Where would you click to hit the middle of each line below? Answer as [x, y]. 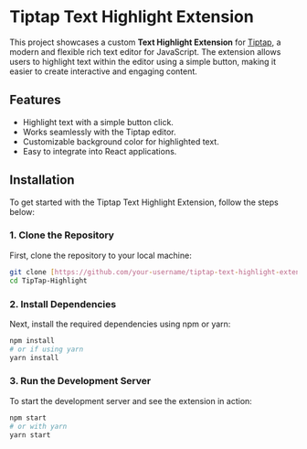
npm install [32, 340]
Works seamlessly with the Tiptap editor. [99, 132]
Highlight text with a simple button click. [98, 122]
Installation [42, 180]
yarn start [30, 435]
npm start [28, 418]
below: [22, 211]
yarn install [34, 358]
